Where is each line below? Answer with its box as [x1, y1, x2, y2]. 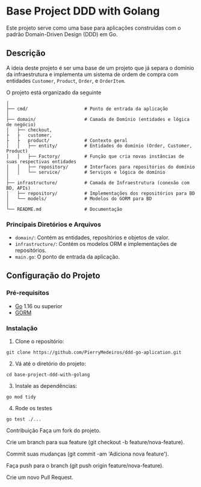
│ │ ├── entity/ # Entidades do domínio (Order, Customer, [6, 143, 193, 149]
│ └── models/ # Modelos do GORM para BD [6, 195, 152, 202]
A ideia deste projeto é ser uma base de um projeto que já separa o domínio [6, 64, 194, 71]
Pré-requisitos [6, 289, 49, 297]
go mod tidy [6, 394, 36, 400]
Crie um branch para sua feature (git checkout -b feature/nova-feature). [6, 439, 185, 446]
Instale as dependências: [14, 382, 77, 390]
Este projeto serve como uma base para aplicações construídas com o [6, 24, 181, 31]
